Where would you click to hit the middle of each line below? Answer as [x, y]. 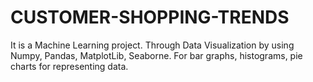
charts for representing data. [69, 66]
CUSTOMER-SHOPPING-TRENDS [150, 17]
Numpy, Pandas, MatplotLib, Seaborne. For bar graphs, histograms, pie [156, 55]
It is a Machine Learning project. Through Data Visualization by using [152, 45]
